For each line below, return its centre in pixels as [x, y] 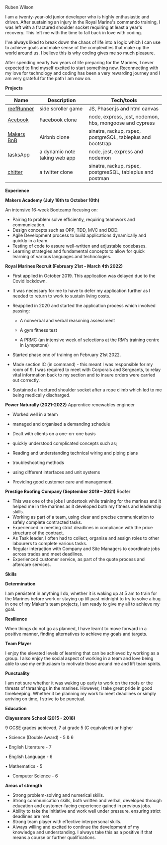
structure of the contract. [38, 533]
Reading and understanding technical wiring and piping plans [75, 453]
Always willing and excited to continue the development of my [76, 827]
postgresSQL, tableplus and [121, 172]
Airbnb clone [54, 137]
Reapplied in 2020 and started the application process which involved [84, 306]
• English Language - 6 [29, 756]
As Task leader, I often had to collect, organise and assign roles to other [86, 538]
